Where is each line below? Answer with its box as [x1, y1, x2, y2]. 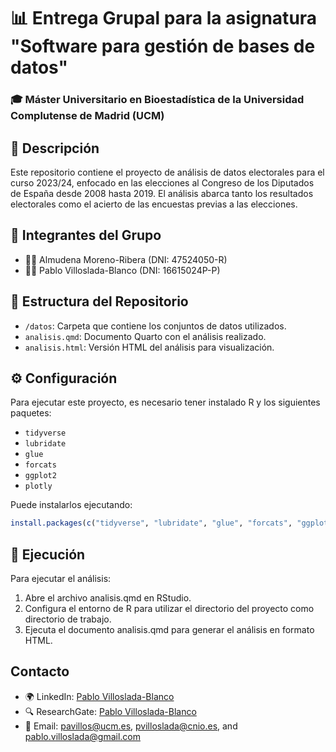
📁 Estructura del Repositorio [10, 293, 189, 310]
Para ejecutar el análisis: [10, 573, 112, 585]
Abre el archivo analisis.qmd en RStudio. [24, 592, 192, 604]
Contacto [10, 663, 70, 680]
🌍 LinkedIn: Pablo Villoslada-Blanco [24, 690, 175, 702]
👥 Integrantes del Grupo [10, 227, 162, 244]
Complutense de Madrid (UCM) [10, 109, 165, 123]
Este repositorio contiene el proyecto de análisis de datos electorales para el [10, 166, 325, 178]
